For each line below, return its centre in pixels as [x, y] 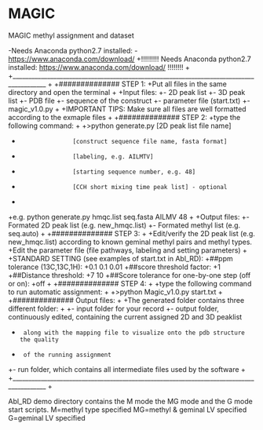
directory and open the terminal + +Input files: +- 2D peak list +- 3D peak [127, 92]
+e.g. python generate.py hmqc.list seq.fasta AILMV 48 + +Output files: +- [129, 217]
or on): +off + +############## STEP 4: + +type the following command [130, 283]
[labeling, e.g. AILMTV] [113, 157]
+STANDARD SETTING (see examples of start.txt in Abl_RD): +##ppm [121, 258]
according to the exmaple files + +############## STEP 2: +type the [124, 117]
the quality [39, 339]
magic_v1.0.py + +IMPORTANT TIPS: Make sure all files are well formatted [127, 109]
